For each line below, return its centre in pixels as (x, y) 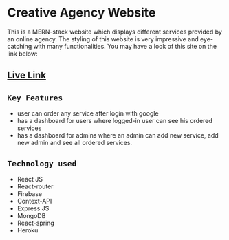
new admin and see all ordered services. (75, 143)
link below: (22, 54)
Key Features (35, 98)
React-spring (36, 223)
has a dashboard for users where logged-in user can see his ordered (115, 121)
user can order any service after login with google (88, 113)
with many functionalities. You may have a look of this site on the (125, 46)
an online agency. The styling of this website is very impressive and (103, 39)
